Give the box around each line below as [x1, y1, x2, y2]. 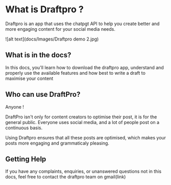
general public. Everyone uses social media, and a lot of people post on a [5, 119, 160, 125]
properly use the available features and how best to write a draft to [5, 70, 145, 76]
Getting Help [5, 155, 46, 163]
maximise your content [5, 75, 54, 81]
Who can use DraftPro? [5, 90, 81, 99]
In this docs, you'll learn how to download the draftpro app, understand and [5, 64, 164, 70]
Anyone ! [5, 104, 25, 110]
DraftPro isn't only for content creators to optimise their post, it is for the [5, 114, 157, 120]
